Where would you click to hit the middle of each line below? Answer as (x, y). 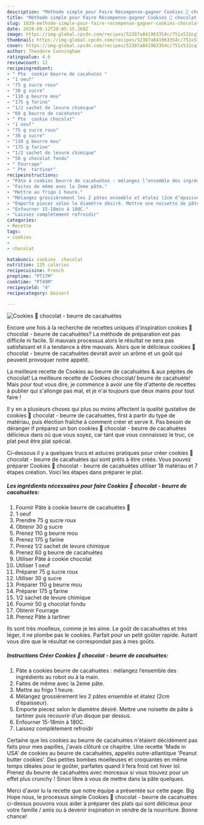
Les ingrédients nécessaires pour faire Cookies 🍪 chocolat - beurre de (97, 486)
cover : (15, 46)
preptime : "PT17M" (30, 276)
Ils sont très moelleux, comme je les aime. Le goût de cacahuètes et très (97, 629)
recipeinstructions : (33, 175)
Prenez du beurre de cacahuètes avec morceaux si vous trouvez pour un (98, 772)
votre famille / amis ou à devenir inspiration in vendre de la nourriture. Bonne (102, 810)
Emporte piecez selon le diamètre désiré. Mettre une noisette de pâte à (104, 709)
